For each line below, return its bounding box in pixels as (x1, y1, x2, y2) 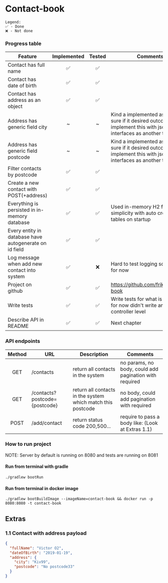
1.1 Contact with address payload (5, 529, 87, 536)
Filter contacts (7, 165, 41, 172)
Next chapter (110, 319, 141, 326)
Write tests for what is (110, 296, 162, 303)
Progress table (5, 40, 41, 47)
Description (79, 351, 108, 358)
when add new (7, 261, 42, 268)
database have (7, 234, 42, 241)
